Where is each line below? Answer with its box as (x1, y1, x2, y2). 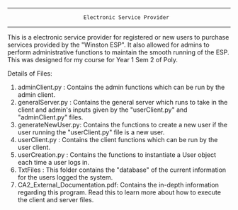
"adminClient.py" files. (17, 113, 84, 121)
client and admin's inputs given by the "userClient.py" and (17, 105, 188, 114)
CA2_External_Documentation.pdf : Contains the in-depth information (17, 181, 220, 189)
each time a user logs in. (17, 158, 90, 166)
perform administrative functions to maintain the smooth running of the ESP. (7, 48, 229, 57)
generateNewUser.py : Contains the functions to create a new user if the (17, 121, 228, 129)
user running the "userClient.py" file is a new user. (17, 128, 165, 136)
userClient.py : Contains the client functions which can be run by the (17, 136, 218, 144)
